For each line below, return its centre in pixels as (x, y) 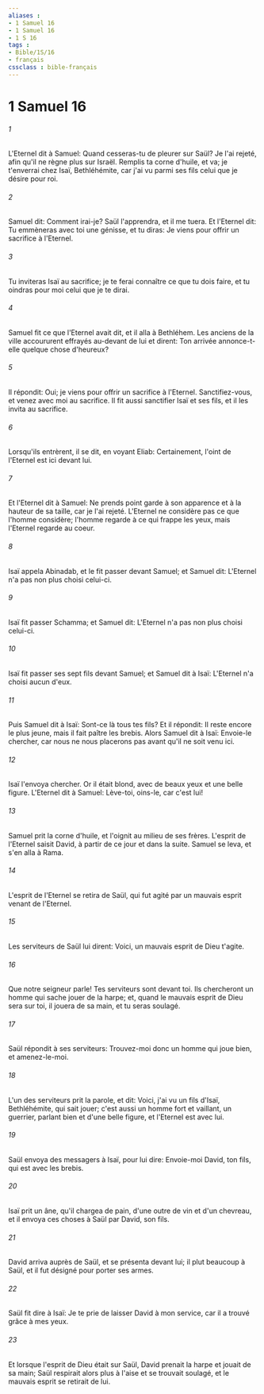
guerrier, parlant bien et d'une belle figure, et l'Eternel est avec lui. (116, 1117)
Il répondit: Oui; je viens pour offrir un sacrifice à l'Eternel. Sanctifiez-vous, (130, 392)
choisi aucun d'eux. (40, 682)
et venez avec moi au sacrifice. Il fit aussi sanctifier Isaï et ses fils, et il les (128, 400)
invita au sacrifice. (38, 409)
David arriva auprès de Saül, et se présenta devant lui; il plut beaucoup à (127, 1262)
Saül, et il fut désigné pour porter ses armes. (81, 1270)
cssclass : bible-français (53, 67)
